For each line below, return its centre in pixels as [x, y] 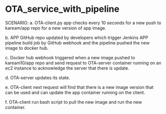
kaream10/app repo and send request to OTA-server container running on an [83, 63]
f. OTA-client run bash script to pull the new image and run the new [74, 102]
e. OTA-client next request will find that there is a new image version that [79, 87]
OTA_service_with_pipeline [62, 9]
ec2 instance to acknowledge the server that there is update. [67, 68]
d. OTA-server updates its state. [38, 77]
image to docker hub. [27, 48]
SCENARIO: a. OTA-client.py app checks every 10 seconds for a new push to [83, 23]
